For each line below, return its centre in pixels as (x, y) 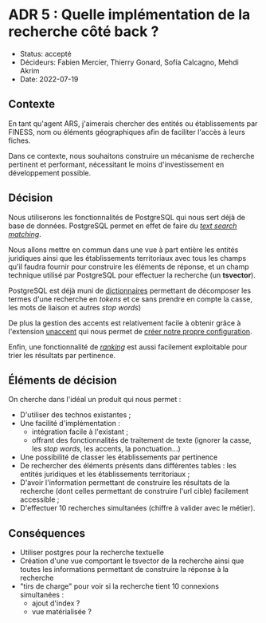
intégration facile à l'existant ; (80, 432)
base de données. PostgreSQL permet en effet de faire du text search (123, 226)
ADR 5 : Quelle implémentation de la (129, 15)
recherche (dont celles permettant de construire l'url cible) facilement (134, 491)
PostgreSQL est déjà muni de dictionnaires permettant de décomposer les (130, 290)
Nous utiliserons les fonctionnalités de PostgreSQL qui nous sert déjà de (127, 217)
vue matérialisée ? (61, 612)
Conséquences (47, 533)
